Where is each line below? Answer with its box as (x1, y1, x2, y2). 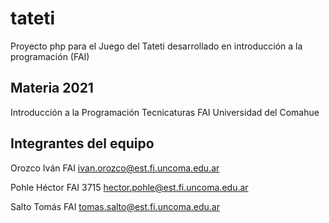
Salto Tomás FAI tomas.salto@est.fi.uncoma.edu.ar (10, 200, 220, 212)
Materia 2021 (10, 80, 94, 97)
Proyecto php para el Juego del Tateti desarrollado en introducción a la (10, 40, 303, 52)
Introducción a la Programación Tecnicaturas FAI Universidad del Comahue (10, 106, 320, 118)
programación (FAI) (10, 50, 90, 62)
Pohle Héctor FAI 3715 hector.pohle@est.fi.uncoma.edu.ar (10, 181, 249, 193)
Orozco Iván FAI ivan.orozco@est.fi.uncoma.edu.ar (10, 162, 220, 174)
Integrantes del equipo (10, 135, 155, 152)
